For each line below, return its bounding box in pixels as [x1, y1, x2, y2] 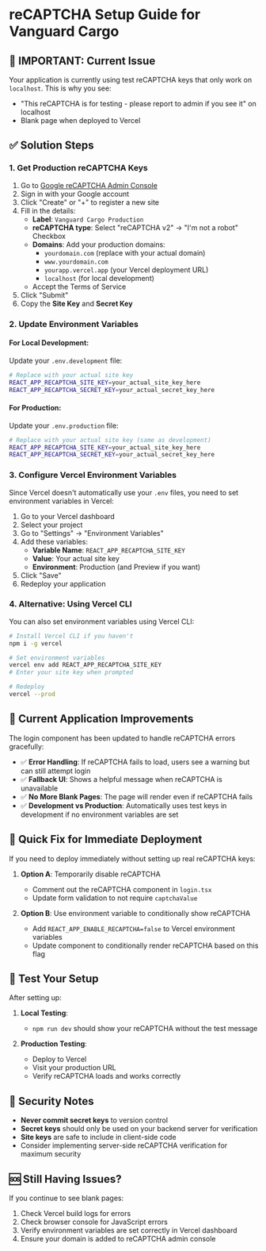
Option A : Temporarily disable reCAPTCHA [20, 869, 161, 879]
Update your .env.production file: [9, 421, 119, 430]
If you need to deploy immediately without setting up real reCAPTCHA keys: [9, 853, 256, 863]
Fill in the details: [20, 206, 76, 215]
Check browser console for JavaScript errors [20, 1217, 169, 1227]
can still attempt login [20, 766, 91, 776]
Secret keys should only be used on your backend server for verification [20, 1124, 258, 1134]
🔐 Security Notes [9, 1094, 94, 1108]
